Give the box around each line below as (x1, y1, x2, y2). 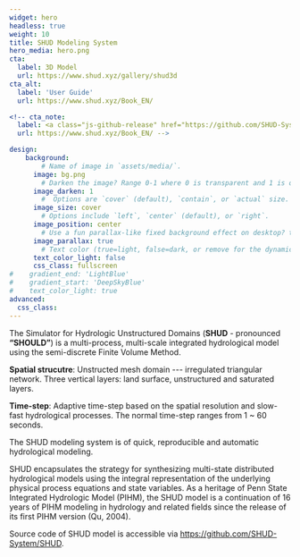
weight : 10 (9, 30, 50, 38)
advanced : (9, 294, 46, 304)
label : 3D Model (17, 63, 78, 72)
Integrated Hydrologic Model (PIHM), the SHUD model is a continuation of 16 (9, 492, 291, 502)
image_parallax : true (32, 236, 114, 246)
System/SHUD (9, 537, 62, 548)
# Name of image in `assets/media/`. (41, 162, 181, 171)
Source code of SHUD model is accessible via (9, 528, 179, 539)
